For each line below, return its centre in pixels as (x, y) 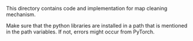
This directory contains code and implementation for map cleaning (87, 8)
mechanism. (21, 14)
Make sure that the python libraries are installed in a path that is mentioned (97, 26)
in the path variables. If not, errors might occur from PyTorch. (80, 32)
